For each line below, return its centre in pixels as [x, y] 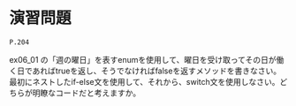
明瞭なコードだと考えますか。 [87, 93]
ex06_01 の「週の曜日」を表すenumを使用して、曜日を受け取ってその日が [143, 59]
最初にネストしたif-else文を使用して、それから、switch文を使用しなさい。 [144, 81]
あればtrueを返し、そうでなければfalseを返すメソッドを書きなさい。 [156, 71]
